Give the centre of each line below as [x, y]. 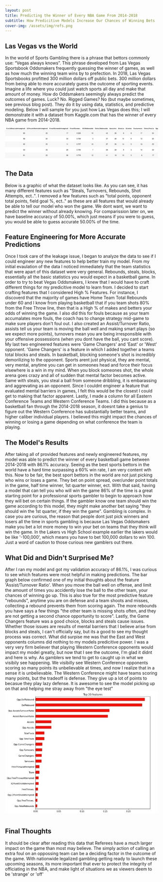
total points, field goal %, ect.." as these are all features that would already [79, 201]
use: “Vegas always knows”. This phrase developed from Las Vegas [73, 63]
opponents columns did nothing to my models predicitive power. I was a [77, 642]
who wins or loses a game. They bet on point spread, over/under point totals [81, 480]
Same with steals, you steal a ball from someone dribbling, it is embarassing [81, 381]
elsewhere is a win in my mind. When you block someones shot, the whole [79, 370]
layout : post [18, 10]
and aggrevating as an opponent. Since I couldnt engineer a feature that [77, 386]
